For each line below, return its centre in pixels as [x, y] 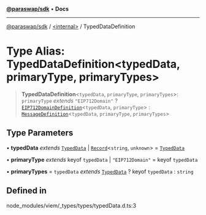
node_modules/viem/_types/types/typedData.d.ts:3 [71, 205]
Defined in [27, 191]
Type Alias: [36, 51]
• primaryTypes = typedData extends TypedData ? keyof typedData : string [100, 172]
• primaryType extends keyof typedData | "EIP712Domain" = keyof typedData [102, 159]
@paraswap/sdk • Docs [38, 9]
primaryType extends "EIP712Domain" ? [70, 100]
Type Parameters [40, 133]
